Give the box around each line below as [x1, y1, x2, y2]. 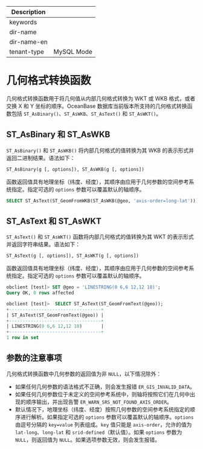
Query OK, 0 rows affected [6, 290, 74, 296]
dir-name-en [9, 38, 48, 46]
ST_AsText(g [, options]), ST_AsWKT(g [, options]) [6, 253, 139, 259]
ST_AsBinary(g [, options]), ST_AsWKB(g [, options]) [6, 166, 145, 172]
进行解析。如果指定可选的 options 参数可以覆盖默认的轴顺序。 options [20, 413, 194, 421]
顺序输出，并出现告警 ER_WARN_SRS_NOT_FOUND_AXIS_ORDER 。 [25, 398, 172, 405]
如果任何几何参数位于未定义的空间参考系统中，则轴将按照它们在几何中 [14, 390, 190, 397]
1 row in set [6, 334, 39, 341]
